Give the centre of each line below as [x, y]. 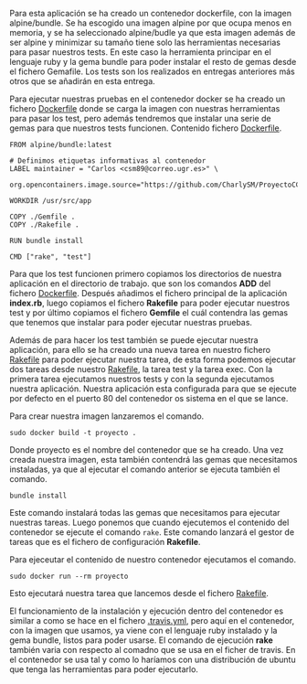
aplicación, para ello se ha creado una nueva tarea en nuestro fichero [140, 350]
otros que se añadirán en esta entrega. [82, 81]
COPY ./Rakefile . [44, 225]
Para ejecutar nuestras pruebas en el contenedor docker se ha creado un [148, 99]
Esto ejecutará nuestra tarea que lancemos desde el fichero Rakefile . [139, 593]
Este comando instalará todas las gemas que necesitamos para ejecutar [145, 513]
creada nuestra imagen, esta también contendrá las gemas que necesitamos [153, 460]
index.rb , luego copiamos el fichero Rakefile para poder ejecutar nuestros [150, 303]
